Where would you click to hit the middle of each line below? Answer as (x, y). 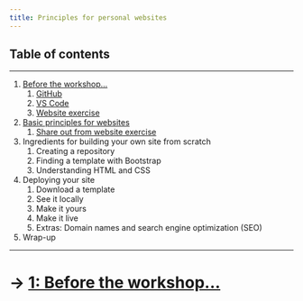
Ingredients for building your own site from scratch (117, 141)
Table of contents (60, 55)
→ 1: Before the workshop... (115, 283)
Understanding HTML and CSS (93, 170)
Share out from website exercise (96, 132)
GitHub (49, 94)
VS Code (52, 104)
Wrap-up (39, 237)
